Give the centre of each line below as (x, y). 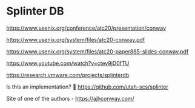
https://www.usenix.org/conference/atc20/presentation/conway (86, 28)
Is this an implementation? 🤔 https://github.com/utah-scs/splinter (87, 87)
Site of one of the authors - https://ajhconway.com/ (70, 98)
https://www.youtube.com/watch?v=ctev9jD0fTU (68, 63)
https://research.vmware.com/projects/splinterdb (68, 75)
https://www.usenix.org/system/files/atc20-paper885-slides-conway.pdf (97, 51)
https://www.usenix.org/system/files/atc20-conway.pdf (76, 39)
